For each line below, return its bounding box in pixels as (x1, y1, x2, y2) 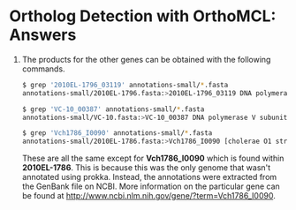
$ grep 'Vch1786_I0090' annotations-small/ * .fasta (21, 129, 213, 138)
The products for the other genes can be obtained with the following (21, 54, 271, 64)
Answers (9, 25, 77, 45)
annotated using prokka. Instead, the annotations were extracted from (21, 172, 277, 183)
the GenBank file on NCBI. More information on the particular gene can (21, 181, 280, 191)
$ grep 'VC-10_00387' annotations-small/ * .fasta (21, 104, 205, 114)
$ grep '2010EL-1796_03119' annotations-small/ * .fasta (21, 80, 229, 89)
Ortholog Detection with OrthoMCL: (9, 6, 277, 26)
